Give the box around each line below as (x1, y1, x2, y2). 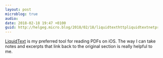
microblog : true (5, 12, 38, 16)
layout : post (5, 7, 32, 12)
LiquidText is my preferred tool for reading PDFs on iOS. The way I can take (5, 38, 156, 44)
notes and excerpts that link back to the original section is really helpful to (5, 43, 153, 49)
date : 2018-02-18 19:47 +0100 (5, 20, 66, 26)
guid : (5, 25, 16, 30)
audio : (5, 16, 18, 21)
